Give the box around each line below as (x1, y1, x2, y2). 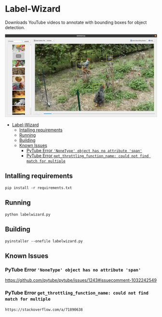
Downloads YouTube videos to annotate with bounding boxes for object (5, 19, 147, 25)
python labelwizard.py (5, 212, 51, 217)
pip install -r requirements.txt (5, 185, 72, 190)
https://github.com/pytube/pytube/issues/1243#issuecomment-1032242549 (5, 277, 157, 283)
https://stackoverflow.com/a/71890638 (5, 307, 83, 312)
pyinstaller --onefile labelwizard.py (5, 238, 83, 243)
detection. (5, 24, 26, 30)
